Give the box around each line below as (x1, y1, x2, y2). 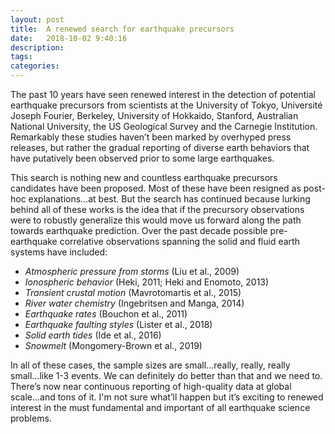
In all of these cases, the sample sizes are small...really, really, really (10, 359, 291, 371)
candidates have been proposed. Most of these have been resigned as (10, 182, 302, 194)
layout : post (10, 14, 65, 25)
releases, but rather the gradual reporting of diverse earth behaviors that (10, 142, 310, 153)
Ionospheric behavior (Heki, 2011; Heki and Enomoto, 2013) (24, 276, 270, 288)
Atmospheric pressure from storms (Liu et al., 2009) (24, 266, 240, 277)
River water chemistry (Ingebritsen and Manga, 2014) (24, 297, 245, 309)
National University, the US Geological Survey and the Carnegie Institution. (10, 121, 318, 132)
